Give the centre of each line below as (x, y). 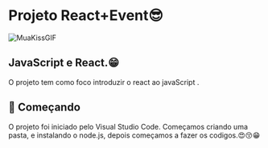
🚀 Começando (44, 108)
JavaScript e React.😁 (64, 63)
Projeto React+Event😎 (86, 16)
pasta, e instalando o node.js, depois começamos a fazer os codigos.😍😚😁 (134, 135)
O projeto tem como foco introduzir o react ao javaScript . (104, 82)
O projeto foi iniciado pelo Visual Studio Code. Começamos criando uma (128, 126)
